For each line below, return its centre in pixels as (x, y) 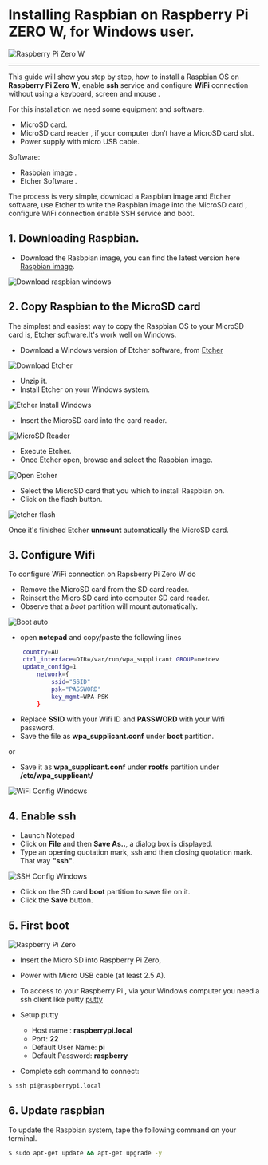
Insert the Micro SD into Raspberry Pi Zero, (91, 960)
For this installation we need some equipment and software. (106, 109)
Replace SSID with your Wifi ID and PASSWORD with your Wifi (122, 719)
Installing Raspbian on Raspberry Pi (128, 15)
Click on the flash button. (61, 499)
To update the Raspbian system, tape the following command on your (122, 1130)
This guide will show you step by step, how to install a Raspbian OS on (124, 77)
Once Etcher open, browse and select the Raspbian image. (116, 460)
